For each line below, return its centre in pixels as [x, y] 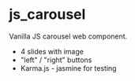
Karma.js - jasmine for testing [68, 68]
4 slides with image [52, 51]
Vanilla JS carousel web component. [68, 36]
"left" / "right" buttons [56, 60]
